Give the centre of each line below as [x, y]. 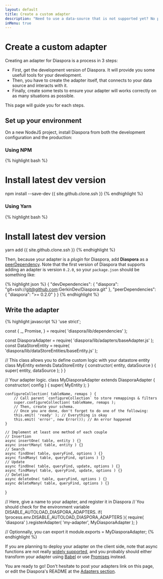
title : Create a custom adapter [38, 14]
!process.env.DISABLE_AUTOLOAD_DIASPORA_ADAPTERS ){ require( [74, 517]
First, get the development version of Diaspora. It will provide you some [83, 70]
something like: [20, 275]
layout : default [21, 9]
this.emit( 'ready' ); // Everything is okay [61, 415]
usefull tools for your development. [47, 75]
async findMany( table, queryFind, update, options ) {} [64, 471]
